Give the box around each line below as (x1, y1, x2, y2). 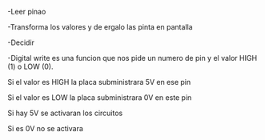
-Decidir (7, 38, 35, 47)
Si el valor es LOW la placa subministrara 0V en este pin (7, 93, 192, 102)
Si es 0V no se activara (7, 124, 83, 133)
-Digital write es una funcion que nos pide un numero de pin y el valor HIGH (7, 54, 258, 62)
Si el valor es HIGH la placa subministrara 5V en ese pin (7, 78, 191, 86)
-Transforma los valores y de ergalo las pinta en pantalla (7, 22, 193, 31)
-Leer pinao (7, 7, 46, 16)
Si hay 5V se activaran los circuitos (7, 108, 123, 118)
